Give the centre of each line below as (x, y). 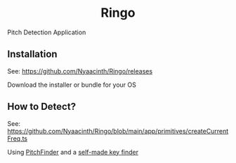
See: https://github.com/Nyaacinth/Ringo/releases (80, 71)
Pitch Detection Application (47, 32)
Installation (32, 54)
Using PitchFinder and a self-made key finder (73, 152)
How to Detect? (41, 107)
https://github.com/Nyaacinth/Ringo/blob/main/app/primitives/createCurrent (118, 131)
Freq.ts (18, 139)
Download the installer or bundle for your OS (72, 85)
